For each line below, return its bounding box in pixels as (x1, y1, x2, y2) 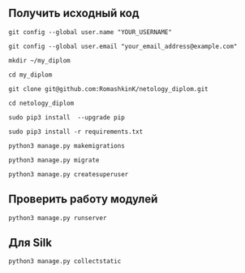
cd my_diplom (8, 71, 53, 79)
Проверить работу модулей (8, 193, 158, 206)
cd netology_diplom (8, 99, 75, 107)
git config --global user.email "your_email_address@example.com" (8, 42, 238, 50)
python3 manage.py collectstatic (8, 258, 122, 266)
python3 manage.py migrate (8, 156, 100, 164)
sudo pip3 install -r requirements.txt (8, 128, 144, 136)
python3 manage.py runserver (8, 214, 107, 222)
